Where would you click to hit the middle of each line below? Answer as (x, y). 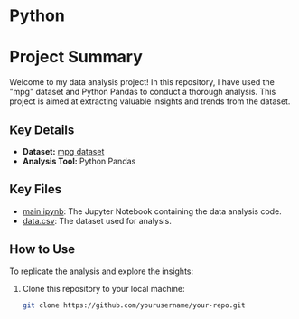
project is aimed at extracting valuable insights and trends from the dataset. (150, 101)
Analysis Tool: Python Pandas (79, 161)
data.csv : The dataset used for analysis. (97, 220)
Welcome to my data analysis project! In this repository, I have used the (142, 82)
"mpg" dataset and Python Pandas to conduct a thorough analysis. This (143, 92)
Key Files (35, 189)
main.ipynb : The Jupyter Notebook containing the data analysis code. (152, 211)
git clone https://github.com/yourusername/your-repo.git (134, 305)
